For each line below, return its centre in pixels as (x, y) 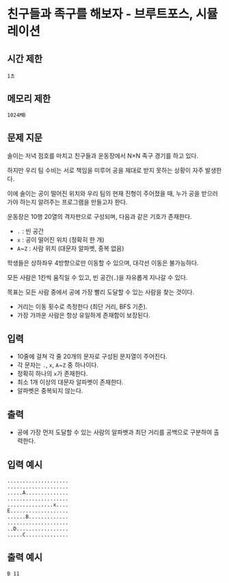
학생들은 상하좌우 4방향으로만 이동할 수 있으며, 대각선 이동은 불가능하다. (103, 263)
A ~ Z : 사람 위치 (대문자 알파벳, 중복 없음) (70, 248)
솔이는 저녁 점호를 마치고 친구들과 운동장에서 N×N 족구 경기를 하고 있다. (103, 156)
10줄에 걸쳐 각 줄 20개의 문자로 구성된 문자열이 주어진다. (92, 357)
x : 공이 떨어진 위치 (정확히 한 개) (60, 239)
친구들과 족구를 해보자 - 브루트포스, (100, 14)
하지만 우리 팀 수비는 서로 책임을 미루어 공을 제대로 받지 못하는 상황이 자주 (105, 170)
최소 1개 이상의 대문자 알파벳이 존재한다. (70, 382)
